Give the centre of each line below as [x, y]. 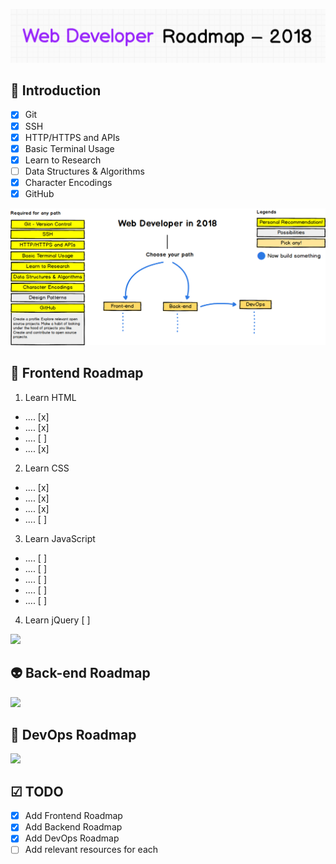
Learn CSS [47, 468]
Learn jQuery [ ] [57, 620]
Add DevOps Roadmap [72, 838]
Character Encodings [68, 182]
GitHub [39, 193]
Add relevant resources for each [91, 850]
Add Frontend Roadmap [73, 816]
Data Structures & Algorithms [84, 171]
